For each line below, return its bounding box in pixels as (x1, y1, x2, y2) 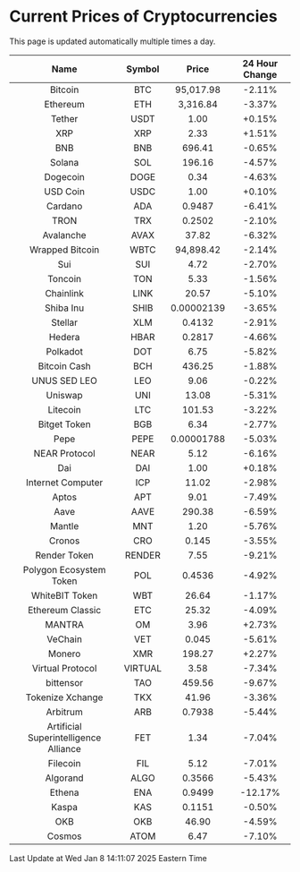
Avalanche (42, 228, 87, 241)
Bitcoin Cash (37, 360, 91, 372)
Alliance (47, 742, 82, 755)
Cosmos (46, 830, 82, 842)
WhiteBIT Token (30, 589, 98, 602)
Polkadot (46, 345, 83, 357)
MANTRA (45, 618, 85, 630)
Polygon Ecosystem (22, 563, 106, 576)
